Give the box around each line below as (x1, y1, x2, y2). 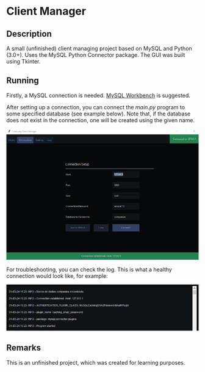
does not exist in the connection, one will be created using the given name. (6, 116, 195, 123)
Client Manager (6, 4, 87, 18)
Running (6, 75, 40, 86)
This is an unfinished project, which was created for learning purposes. (6, 359, 185, 366)
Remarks (6, 343, 41, 353)
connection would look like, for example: (6, 272, 108, 279)
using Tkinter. (6, 58, 41, 65)
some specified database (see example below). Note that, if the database (6, 110, 191, 117)
